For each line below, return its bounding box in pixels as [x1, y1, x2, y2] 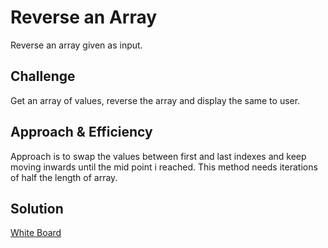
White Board [10, 227, 62, 239]
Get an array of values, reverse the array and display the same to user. [10, 94, 301, 106]
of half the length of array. [10, 171, 118, 183]
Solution [10, 200, 64, 217]
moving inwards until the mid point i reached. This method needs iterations [10, 161, 318, 173]
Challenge [10, 68, 76, 85]
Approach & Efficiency [10, 124, 153, 141]
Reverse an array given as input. [10, 39, 143, 51]
